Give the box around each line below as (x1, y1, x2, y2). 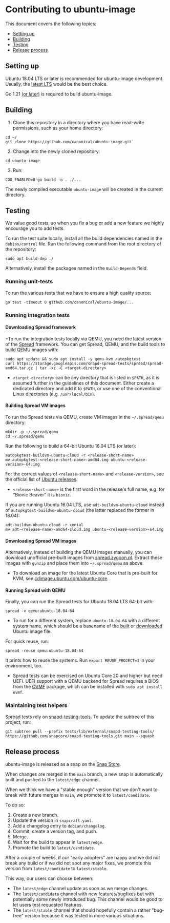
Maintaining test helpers (5, 702, 68, 709)
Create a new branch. (12, 812, 59, 818)
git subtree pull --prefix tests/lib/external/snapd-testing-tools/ (5, 729, 155, 734)
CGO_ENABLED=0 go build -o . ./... (5, 177, 81, 182)
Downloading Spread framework (5, 324, 76, 331)
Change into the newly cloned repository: (12, 148, 100, 155)
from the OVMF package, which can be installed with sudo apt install (12, 684, 163, 690)
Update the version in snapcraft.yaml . (12, 817, 93, 823)
